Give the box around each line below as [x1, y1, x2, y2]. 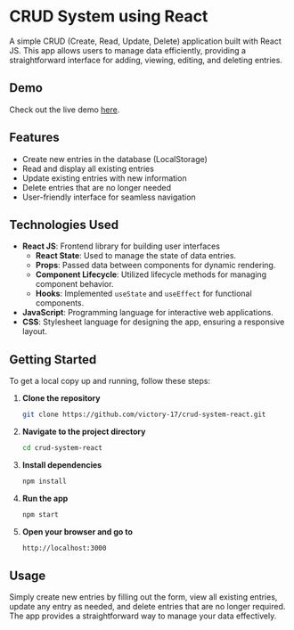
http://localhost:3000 [21, 544, 107, 552]
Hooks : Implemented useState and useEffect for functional [35, 288, 252, 299]
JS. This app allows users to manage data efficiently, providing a [9, 45, 247, 55]
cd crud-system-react [21, 444, 102, 453]
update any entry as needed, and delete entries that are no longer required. [9, 601, 286, 612]
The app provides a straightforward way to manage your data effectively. [9, 610, 277, 621]
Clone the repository [21, 393, 101, 404]
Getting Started [9, 352, 97, 367]
